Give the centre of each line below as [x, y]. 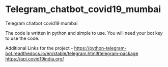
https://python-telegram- [100, 48]
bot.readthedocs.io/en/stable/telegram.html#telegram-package [72, 53]
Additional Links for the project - [39, 48]
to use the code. [22, 38]
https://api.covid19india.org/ [35, 58]
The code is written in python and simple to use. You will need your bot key [84, 33]
